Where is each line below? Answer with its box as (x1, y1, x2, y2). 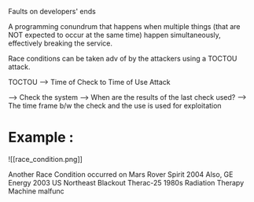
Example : (8, 129, 74, 146)
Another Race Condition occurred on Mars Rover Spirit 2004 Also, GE (8, 169, 234, 179)
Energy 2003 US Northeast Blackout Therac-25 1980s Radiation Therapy (8, 178, 245, 187)
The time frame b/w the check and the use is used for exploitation (8, 101, 222, 110)
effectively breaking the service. (8, 39, 112, 48)
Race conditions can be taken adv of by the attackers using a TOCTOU (8, 54, 237, 63)
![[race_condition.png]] (8, 154, 83, 163)
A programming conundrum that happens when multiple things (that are (8, 22, 241, 31)
